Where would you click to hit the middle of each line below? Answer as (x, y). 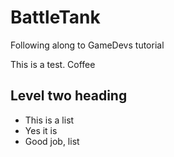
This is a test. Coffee (53, 64)
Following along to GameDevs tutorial (87, 45)
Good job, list (52, 141)
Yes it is (41, 130)
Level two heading (69, 96)
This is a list (49, 120)
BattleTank (55, 17)
